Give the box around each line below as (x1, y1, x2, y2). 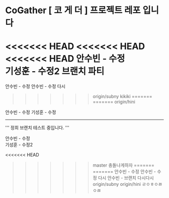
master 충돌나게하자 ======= (93, 162, 154, 168)
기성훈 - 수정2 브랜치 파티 (5, 66, 105, 77)
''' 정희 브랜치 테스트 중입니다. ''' (5, 125, 69, 131)
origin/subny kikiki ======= (93, 93, 152, 100)
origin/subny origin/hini (93, 181, 141, 187)
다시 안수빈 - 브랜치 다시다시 (98, 175, 154, 181)
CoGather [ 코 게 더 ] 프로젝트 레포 (5, 5, 141, 16)
